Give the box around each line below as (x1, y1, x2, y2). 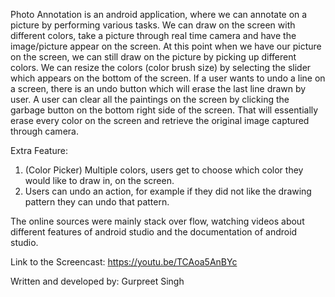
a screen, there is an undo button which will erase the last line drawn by (10, 83, 307, 94)
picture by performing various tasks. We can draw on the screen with (10, 19, 296, 31)
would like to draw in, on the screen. (24, 175, 175, 186)
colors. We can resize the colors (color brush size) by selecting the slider (10, 62, 312, 73)
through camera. (10, 125, 79, 137)
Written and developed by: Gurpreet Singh (10, 275, 185, 287)
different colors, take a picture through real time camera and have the (10, 30, 297, 41)
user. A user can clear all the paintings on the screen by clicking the (10, 94, 290, 105)
